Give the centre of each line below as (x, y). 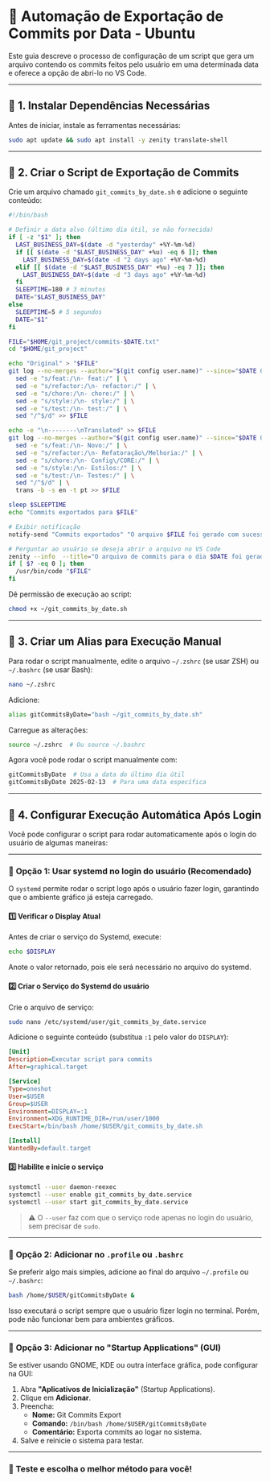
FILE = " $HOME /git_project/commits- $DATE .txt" (84, 341)
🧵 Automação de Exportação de (116, 17)
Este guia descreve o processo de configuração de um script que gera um (131, 56)
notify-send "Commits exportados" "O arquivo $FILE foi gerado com (124, 535)
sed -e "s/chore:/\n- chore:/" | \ (75, 394)
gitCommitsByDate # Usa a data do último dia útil (96, 775)
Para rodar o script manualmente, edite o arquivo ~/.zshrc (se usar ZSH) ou (134, 661)
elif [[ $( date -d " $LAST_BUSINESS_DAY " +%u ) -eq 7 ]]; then (120, 267)
